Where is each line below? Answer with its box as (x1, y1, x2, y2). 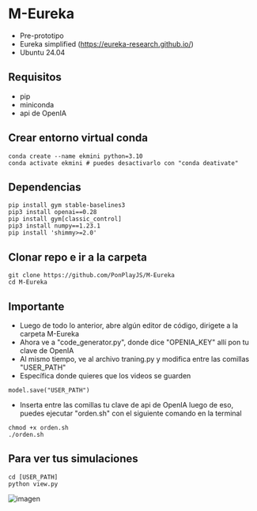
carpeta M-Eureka (19, 329, 79, 338)
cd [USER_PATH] (8, 473, 59, 481)
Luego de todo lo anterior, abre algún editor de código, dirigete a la (19, 321, 239, 330)
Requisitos (8, 70, 62, 84)
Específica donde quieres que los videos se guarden (19, 371, 191, 380)
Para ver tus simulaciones (8, 452, 138, 466)
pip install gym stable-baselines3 (8, 201, 126, 209)
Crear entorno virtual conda (8, 131, 149, 145)
